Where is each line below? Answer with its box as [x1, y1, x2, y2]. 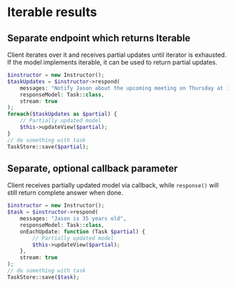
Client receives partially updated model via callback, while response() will [7, 181, 219, 190]
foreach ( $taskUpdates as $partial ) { [7, 111, 117, 118]
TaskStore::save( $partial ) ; [7, 143, 90, 150]
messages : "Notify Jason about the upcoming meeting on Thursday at [20, 85, 224, 92]
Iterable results [7, 4, 97, 20]
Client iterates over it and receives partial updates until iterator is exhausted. [7, 50, 227, 59]
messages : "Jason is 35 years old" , [20, 215, 127, 223]
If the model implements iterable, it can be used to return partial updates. [7, 58, 218, 66]
